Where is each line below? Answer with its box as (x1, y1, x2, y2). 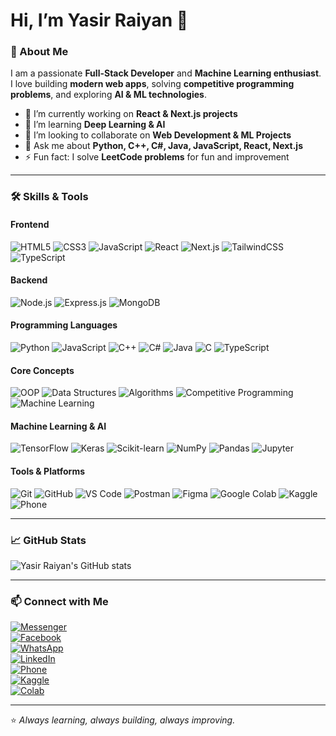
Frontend (10, 219, 50, 230)
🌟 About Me (10, 45, 69, 59)
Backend (10, 274, 48, 286)
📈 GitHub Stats (10, 533, 87, 547)
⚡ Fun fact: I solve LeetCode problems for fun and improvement (24, 151, 290, 163)
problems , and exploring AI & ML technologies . (10, 89, 207, 101)
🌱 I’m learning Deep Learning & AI (24, 119, 166, 131)
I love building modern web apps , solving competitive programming (10, 78, 295, 90)
